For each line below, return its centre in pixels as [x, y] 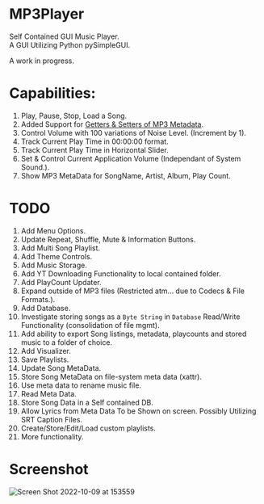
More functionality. [52, 436]
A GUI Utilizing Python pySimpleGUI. [70, 44]
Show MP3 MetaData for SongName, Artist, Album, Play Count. [126, 175]
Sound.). [35, 167]
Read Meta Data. [49, 393]
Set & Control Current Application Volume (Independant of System [131, 158]
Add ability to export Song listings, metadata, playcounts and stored [134, 334]
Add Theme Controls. [57, 256]
